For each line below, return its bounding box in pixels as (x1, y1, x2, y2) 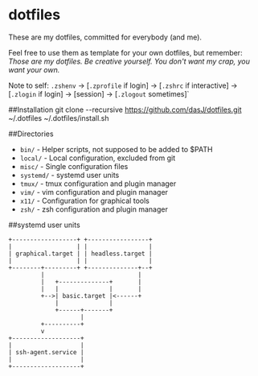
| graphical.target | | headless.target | (8, 250, 153, 258)
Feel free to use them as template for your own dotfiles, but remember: (8, 48, 243, 57)
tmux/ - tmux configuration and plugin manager (19, 179, 177, 188)
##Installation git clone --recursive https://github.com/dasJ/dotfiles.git (8, 105, 242, 114)
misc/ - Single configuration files (19, 161, 129, 171)
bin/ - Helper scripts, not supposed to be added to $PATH (19, 144, 213, 154)
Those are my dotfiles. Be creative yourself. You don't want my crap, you (8, 56, 251, 66)
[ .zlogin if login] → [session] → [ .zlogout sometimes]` (8, 89, 190, 98)
